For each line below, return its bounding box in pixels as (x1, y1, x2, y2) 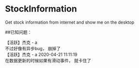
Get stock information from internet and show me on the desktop (5, 19, 135, 25)
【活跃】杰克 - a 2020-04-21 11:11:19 (5, 52, 77, 57)
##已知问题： (5, 29, 32, 35)
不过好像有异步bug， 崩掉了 (5, 45, 61, 51)
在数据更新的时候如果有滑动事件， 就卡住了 (5, 57, 91, 63)
